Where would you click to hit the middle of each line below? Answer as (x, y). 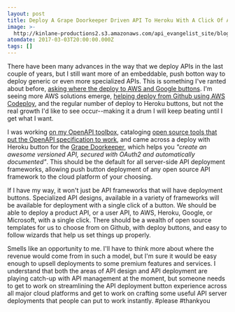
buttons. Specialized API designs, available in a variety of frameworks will (113, 198)
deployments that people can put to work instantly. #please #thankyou (109, 301)
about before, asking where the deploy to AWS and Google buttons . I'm (110, 89)
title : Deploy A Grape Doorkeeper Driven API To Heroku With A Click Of (115, 20)
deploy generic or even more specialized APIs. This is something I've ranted (117, 81)
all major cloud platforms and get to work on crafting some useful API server (117, 293)
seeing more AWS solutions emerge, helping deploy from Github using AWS (116, 96)
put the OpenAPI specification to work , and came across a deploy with (109, 140)
